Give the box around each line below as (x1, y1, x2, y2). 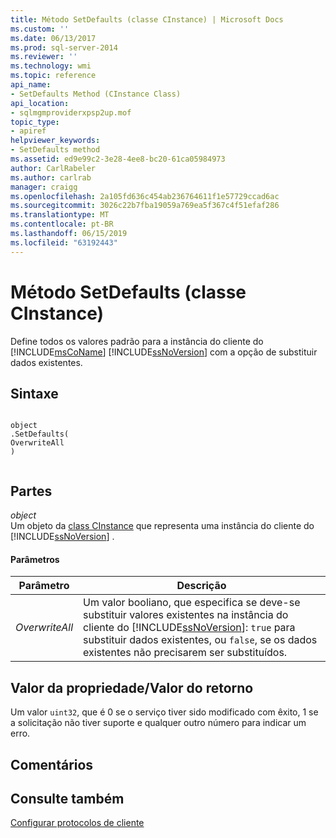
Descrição (176, 579, 227, 593)
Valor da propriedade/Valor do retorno (10, 679, 254, 696)
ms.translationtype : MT (10, 210, 110, 220)
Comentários (10, 756, 94, 773)
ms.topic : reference (10, 71, 97, 81)
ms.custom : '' (10, 24, 70, 34)
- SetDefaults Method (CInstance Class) (10, 89, 182, 99)
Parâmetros (10, 553, 60, 565)
